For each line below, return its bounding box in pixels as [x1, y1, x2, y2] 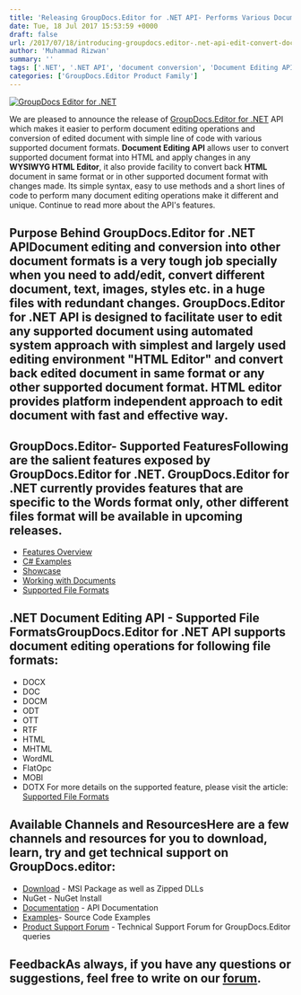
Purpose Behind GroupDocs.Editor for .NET [9, 225, 256, 241]
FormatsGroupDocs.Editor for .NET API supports [9, 625, 287, 640]
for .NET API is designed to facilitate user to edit [9, 310, 283, 325]
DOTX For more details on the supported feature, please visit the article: [21, 781, 288, 792]
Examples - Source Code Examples [21, 911, 150, 922]
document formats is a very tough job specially [9, 253, 278, 269]
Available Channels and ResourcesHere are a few [9, 817, 289, 832]
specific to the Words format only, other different [9, 495, 289, 510]
